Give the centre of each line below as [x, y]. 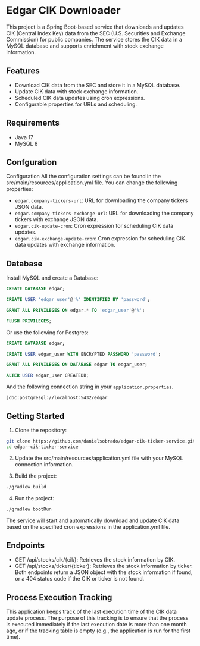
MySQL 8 [26, 143]
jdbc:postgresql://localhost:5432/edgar [57, 398]
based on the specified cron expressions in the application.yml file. [88, 526]
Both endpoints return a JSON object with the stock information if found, [104, 572]
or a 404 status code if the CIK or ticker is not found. [79, 579]
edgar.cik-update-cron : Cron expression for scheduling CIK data [94, 226]
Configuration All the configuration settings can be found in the [84, 177]
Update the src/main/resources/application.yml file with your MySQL [99, 458]
